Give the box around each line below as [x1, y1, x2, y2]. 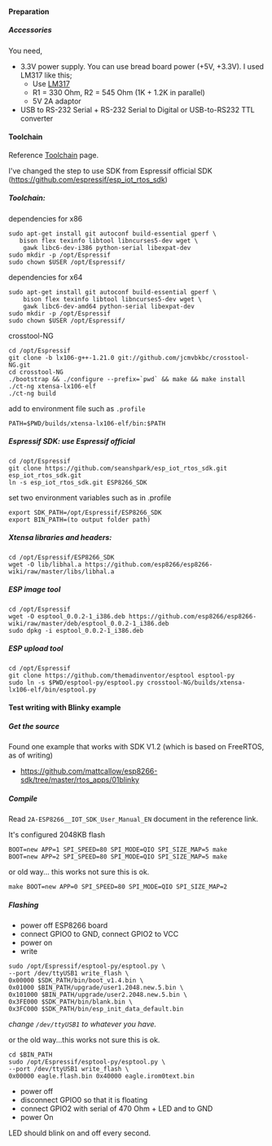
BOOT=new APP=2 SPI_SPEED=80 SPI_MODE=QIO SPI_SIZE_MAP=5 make [8, 853, 228, 861]
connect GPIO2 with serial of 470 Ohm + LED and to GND [20, 1104, 213, 1113]
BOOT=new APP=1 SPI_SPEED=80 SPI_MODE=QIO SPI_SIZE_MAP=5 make [8, 845, 228, 854]
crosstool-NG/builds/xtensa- [147, 678, 246, 687]
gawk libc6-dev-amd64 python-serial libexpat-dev [23, 302, 195, 310]
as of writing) [8, 750, 53, 761]
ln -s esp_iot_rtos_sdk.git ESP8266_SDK [8, 478, 148, 486]
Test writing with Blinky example [8, 703, 121, 713]
